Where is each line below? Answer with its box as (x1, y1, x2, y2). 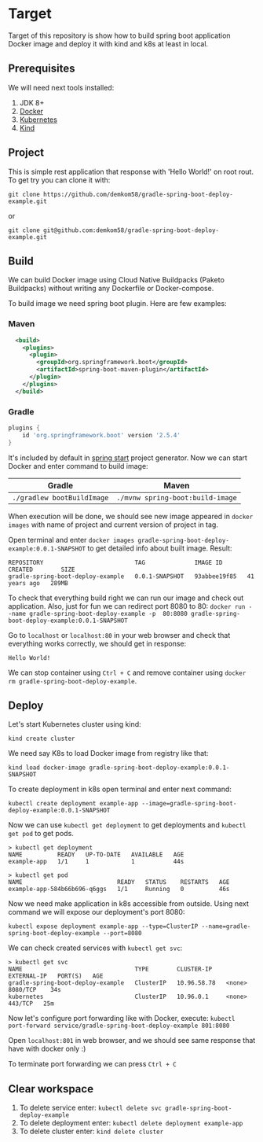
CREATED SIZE (8, 565, 76, 573)
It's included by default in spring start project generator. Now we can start (8, 453, 247, 462)
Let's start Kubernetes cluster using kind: (8, 720, 141, 729)
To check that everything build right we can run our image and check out (8, 593, 244, 602)
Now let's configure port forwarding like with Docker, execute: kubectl (8, 1014, 236, 1023)
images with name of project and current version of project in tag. (8, 520, 218, 529)
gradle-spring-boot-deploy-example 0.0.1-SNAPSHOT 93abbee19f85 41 (8, 572, 255, 580)
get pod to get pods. (8, 829, 75, 838)
